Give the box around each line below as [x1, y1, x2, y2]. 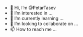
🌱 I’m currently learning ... [10, 15, 64, 21]
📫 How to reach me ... [10, 26, 57, 32]
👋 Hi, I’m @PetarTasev [10, 5, 56, 10]
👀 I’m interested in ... [10, 10, 53, 16]
